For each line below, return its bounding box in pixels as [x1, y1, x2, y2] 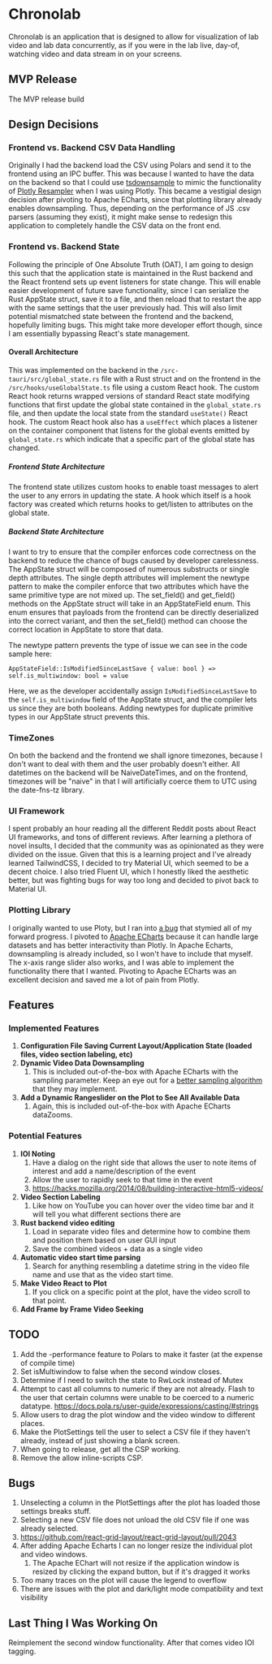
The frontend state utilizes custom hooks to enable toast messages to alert [8, 482, 259, 491]
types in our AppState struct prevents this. [8, 711, 150, 721]
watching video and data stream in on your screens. [8, 49, 183, 58]
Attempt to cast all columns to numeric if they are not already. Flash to [19, 1384, 255, 1394]
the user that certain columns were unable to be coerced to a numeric [19, 1392, 254, 1402]
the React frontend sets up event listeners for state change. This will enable [8, 277, 261, 287]
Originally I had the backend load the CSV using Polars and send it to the [8, 160, 252, 171]
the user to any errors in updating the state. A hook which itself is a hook [8, 491, 252, 500]
